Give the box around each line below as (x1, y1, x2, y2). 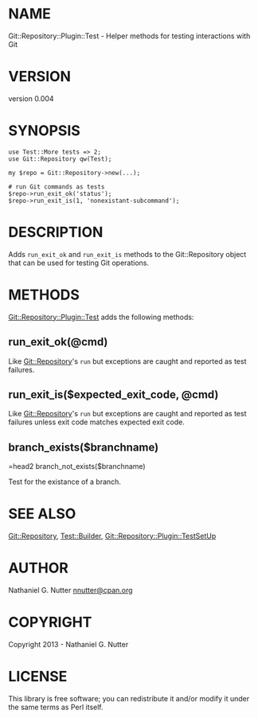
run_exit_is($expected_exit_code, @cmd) (8, 388, 219, 401)
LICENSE (8, 668, 68, 685)
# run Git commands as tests (8, 182, 105, 191)
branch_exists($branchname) (8, 440, 159, 454)
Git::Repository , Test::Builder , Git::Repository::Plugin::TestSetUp (8, 531, 217, 541)
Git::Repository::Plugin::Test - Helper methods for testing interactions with (8, 31, 251, 41)
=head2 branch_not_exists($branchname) (8, 462, 146, 471)
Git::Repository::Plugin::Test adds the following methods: (8, 312, 194, 322)
